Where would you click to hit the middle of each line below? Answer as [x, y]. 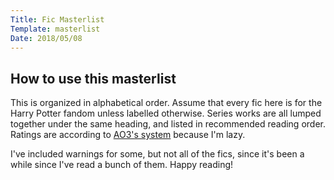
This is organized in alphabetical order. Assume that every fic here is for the [166, 103]
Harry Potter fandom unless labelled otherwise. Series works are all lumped [166, 113]
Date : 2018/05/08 [46, 38]
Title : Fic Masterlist [57, 19]
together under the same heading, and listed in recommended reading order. [168, 124]
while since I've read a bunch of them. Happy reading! [122, 165]
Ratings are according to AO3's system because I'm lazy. [128, 135]
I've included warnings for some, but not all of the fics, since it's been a [157, 154]
